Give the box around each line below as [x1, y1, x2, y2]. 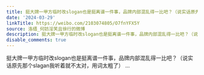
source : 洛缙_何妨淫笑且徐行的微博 [6, 25, 86, 32]
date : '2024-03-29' [6, 15, 56, 21]
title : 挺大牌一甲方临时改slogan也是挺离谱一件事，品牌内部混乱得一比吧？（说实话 [6, 8, 191, 15]
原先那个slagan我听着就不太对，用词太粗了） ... [11, 62, 131, 69]
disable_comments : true [6, 37, 67, 43]
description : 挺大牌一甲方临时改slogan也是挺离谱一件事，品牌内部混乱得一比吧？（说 [6, 31, 199, 37]
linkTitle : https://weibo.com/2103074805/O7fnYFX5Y [6, 20, 140, 26]
